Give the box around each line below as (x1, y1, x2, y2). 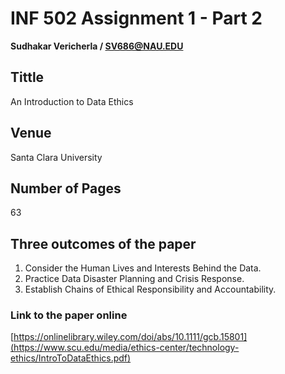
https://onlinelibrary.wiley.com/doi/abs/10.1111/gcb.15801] (13, 331, 248, 343)
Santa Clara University (10, 151, 103, 163)
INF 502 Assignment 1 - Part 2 (10, 7, 263, 30)
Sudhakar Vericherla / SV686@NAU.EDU (10, 40, 184, 52)
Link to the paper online (10, 308, 128, 322)
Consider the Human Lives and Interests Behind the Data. (24, 262, 262, 274)
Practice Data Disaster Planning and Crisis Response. (24, 273, 245, 285)
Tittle (10, 69, 45, 86)
